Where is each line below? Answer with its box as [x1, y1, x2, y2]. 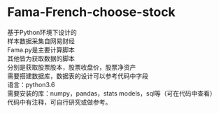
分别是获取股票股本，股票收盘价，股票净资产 [7, 63, 136, 71]
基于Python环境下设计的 [7, 28, 77, 36]
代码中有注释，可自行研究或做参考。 [7, 98, 112, 106]
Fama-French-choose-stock [7, 4, 176, 20]
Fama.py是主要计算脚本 [7, 45, 76, 54]
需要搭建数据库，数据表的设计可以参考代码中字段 [7, 71, 148, 80]
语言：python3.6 [7, 80, 55, 89]
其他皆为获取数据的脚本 [7, 54, 75, 63]
